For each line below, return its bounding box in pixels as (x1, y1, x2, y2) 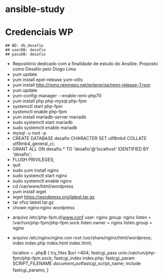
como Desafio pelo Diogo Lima (12, 66, 76, 72)
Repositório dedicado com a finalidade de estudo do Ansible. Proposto (12, 61, 158, 67)
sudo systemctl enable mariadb (12, 124, 77, 131)
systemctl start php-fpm (12, 103, 63, 109)
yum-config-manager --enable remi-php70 (12, 93, 101, 99)
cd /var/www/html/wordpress (12, 183, 73, 189)
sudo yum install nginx (12, 167, 59, 174)
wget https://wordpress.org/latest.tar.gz (12, 194, 95, 200)
